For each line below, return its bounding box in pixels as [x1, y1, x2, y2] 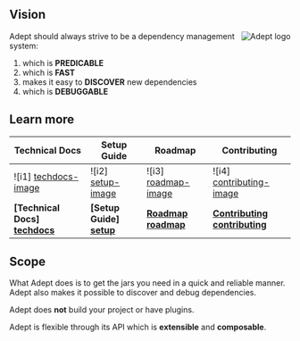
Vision [9, 7, 46, 22]
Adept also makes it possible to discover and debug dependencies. [9, 287, 257, 298]
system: [9, 40, 38, 51]
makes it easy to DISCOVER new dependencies [21, 76, 197, 87]
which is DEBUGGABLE [21, 86, 109, 96]
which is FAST [21, 67, 76, 78]
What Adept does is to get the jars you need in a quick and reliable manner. [9, 278, 286, 288]
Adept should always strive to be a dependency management [9, 30, 235, 41]
